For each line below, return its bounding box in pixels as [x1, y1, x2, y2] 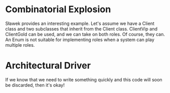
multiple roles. [5, 42, 35, 48]
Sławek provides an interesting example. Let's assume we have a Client [5, 20, 155, 26]
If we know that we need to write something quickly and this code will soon [5, 76, 162, 82]
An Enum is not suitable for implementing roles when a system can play [5, 37, 155, 43]
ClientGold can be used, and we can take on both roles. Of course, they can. [5, 31, 165, 37]
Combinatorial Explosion [5, 4, 111, 15]
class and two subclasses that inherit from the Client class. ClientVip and [5, 25, 158, 32]
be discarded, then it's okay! [5, 82, 65, 88]
